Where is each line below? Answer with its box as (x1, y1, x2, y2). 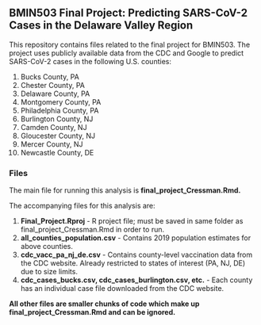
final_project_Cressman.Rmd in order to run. (20, 225, 165, 235)
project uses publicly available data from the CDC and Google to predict (9, 48, 244, 58)
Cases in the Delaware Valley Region (9, 19, 194, 32)
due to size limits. (20, 267, 79, 277)
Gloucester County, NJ (20, 131, 96, 140)
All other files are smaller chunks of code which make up (9, 299, 200, 308)
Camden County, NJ (20, 122, 87, 132)
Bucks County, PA (20, 71, 80, 82)
